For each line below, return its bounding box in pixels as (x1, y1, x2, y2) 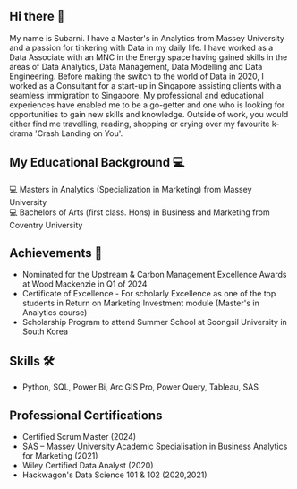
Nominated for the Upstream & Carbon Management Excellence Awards (21, 270, 287, 280)
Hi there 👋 (9, 9, 65, 24)
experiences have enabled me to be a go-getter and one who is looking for (9, 99, 285, 110)
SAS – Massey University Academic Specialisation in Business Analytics (21, 441, 288, 452)
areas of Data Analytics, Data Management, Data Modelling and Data (9, 61, 263, 72)
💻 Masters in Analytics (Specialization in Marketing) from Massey (9, 184, 252, 194)
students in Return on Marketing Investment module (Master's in (21, 297, 259, 309)
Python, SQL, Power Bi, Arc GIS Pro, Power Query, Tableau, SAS (21, 382, 259, 392)
